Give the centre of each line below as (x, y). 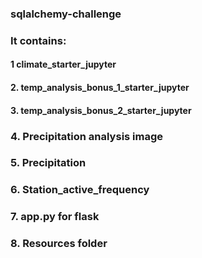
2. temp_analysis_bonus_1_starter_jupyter (100, 88)
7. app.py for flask (55, 217)
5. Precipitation (48, 163)
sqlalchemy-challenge (66, 14)
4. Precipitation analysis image (87, 136)
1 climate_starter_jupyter (63, 64)
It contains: (38, 40)
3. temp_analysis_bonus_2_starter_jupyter (101, 110)
